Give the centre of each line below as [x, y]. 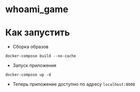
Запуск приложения [35, 66]
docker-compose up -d [28, 75]
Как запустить [38, 33]
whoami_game [37, 9]
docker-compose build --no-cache [41, 56]
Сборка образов [31, 47]
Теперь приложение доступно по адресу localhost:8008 [74, 84]
